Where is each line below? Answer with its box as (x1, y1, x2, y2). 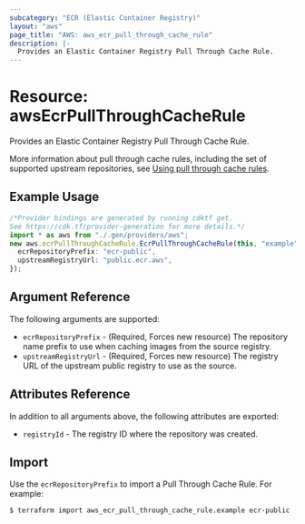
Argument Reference (9, 289, 131, 305)
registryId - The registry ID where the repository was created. (22, 428, 259, 439)
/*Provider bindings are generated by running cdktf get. (9, 213, 233, 223)
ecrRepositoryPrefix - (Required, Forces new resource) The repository (22, 331, 289, 342)
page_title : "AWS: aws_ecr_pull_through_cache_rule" (9, 30, 213, 39)
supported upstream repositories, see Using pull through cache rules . (9, 163, 270, 174)
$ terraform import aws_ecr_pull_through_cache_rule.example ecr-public (9, 506, 290, 515)
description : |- (9, 38, 71, 48)
